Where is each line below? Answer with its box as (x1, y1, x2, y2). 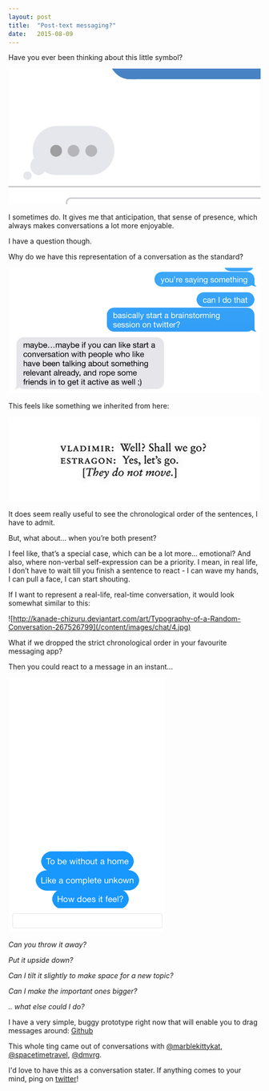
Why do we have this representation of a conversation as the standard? (8, 252, 244, 262)
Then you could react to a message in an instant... (8, 662, 174, 671)
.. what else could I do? (8, 1001, 86, 1011)
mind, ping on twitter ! (8, 1073, 78, 1083)
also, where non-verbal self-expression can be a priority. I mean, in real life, (8, 557, 259, 566)
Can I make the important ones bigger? (8, 986, 138, 996)
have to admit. (8, 517, 56, 527)
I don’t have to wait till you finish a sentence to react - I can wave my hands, (8, 566, 259, 575)
